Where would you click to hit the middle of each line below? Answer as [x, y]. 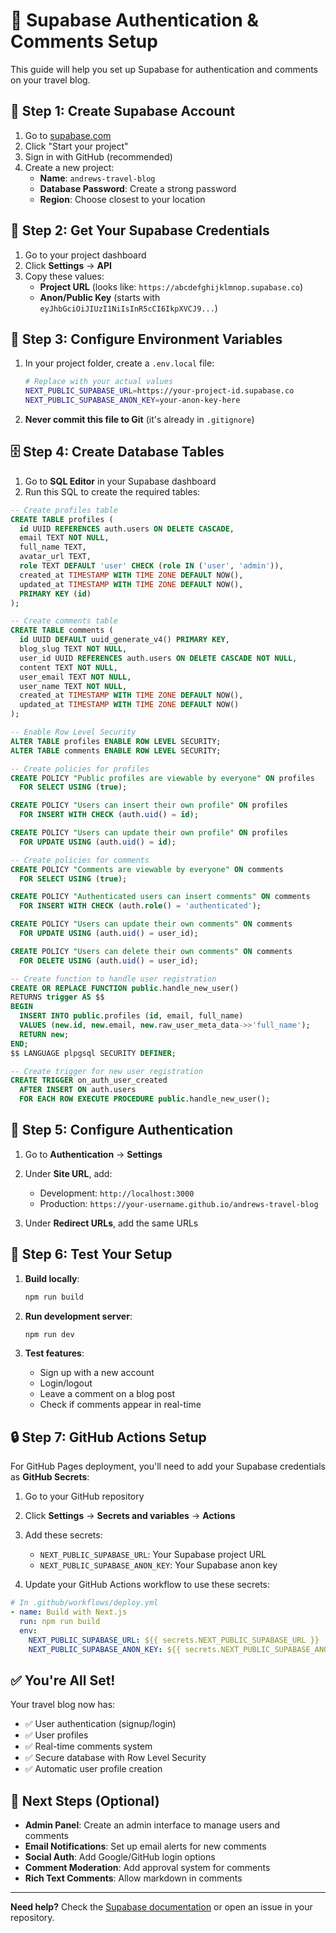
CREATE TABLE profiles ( [62, 519]
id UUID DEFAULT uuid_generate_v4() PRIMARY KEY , [124, 640]
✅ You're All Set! [63, 1680]
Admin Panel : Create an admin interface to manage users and [152, 1825]
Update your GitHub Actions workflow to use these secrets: [147, 1585]
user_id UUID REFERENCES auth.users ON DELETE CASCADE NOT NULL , [158, 658]
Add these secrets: [63, 1535]
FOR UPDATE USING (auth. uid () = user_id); [109, 934]
